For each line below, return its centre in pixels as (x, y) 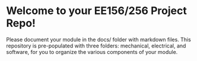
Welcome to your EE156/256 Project (96, 11)
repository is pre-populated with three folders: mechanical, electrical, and (96, 46)
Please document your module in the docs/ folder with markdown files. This (99, 39)
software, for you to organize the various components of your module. (92, 52)
